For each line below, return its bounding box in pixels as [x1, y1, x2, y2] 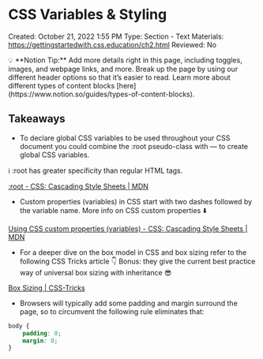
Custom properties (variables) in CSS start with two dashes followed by [19, 196, 253, 206]
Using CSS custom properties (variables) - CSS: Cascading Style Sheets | [8, 223, 248, 234]
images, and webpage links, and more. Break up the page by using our [8, 64, 239, 73]
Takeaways [8, 112, 66, 125]
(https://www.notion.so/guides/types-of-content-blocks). [8, 89, 195, 99]
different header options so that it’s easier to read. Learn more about [8, 73, 231, 82]
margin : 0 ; [22, 337, 58, 345]
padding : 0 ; [22, 329, 62, 337]
